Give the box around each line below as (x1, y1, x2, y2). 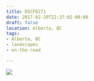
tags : (6, 31, 20, 37)
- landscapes (6, 42, 38, 48)
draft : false (6, 20, 38, 25)
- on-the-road (6, 47, 41, 53)
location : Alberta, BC (6, 25, 62, 31)
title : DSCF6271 (6, 8, 46, 15)
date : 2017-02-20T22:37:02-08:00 (6, 14, 89, 20)
